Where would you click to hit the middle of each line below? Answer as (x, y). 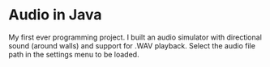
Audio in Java (55, 15)
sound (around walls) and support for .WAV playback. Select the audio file (132, 45)
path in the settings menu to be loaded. (74, 54)
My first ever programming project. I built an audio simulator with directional (135, 37)
